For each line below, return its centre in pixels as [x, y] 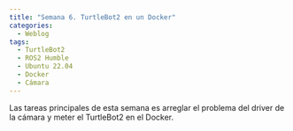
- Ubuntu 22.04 [45, 67]
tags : [19, 42]
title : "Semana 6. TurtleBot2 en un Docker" [93, 17]
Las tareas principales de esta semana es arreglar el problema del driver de [147, 107]
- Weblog [33, 33]
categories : [31, 25]
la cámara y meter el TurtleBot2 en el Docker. [92, 117]
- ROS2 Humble [43, 58]
